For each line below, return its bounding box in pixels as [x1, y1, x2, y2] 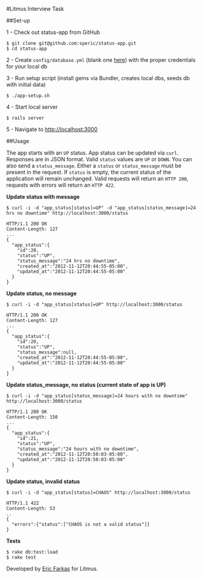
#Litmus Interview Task [6, 5, 65, 12]
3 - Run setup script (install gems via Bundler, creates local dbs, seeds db [6, 75, 191, 81]
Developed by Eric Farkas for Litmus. [6, 565, 99, 572]
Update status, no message [6, 290, 77, 297]
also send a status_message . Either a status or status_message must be [6, 162, 182, 169]
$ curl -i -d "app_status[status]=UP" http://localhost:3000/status [6, 301, 183, 307]
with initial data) [6, 81, 46, 88]
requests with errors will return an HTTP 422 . [6, 181, 116, 189]
